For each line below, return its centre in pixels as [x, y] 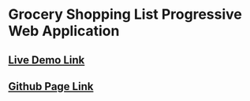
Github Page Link [51, 87]
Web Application [64, 31]
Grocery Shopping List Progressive [125, 14]
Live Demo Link [47, 60]
